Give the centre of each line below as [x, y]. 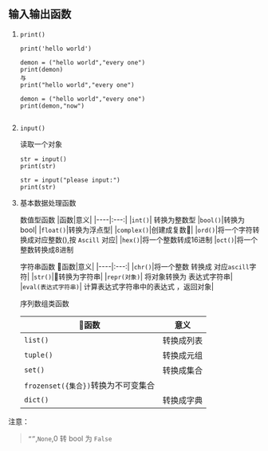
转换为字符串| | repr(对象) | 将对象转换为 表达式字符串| [146, 276]
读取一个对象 [41, 144]
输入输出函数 [40, 14]
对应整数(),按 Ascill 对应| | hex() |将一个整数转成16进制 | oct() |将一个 [146, 239]
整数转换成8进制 [47, 249]
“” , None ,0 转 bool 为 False [70, 438]
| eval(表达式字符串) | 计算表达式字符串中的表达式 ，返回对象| [116, 286]
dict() [36, 400]
